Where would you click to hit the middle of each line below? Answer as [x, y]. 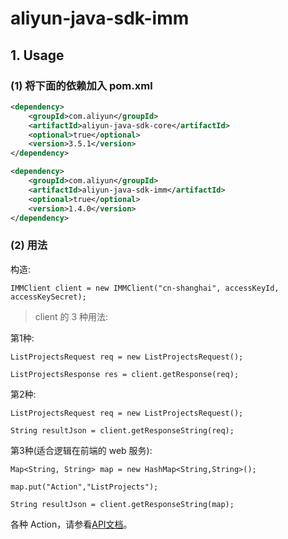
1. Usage [37, 55]
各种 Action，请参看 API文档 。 [71, 524]
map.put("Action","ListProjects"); [84, 487]
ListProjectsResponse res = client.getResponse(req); [125, 374]
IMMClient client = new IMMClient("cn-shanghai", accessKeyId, [145, 288]
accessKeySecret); [48, 297]
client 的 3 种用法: [71, 316]
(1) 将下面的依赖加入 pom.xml [81, 85]
